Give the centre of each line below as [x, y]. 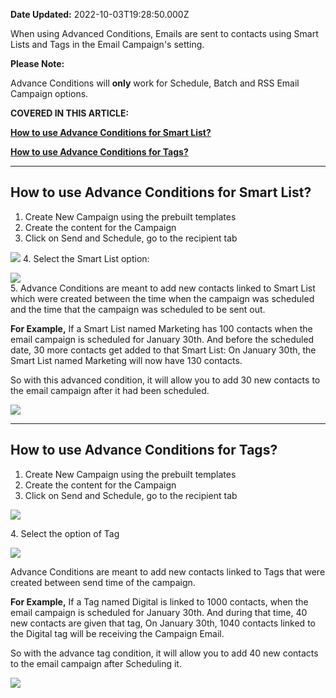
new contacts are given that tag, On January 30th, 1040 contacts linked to [163, 623]
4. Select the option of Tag [65, 533]
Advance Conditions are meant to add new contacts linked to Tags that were [168, 571]
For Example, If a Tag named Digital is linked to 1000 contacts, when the [159, 601]
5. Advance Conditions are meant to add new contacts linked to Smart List [163, 288]
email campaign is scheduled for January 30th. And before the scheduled [162, 339]
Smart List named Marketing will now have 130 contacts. [126, 360]
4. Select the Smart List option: [86, 258]
